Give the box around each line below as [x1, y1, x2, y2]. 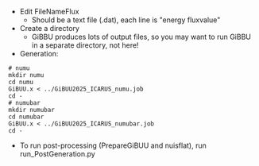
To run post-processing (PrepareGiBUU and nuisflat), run [19, 141, 207, 150]
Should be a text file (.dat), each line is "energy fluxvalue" [31, 15, 221, 25]
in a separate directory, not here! [31, 41, 139, 50]
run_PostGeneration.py [19, 149, 95, 158]
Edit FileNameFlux [19, 7, 79, 16]
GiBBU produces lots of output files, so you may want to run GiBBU [31, 32, 252, 41]
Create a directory [19, 24, 79, 33]
